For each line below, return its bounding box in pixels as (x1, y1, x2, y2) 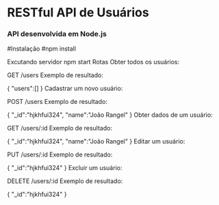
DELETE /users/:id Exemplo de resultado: (7, 177, 123, 185)
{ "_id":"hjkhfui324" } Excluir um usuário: (7, 164, 123, 172)
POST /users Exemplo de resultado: (7, 98, 108, 106)
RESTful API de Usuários (7, 5, 149, 20)
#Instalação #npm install (7, 44, 77, 53)
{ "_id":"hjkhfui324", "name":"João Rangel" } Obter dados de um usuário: (7, 111, 214, 119)
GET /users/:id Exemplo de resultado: (7, 124, 113, 133)
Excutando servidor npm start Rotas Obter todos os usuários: (7, 58, 180, 66)
